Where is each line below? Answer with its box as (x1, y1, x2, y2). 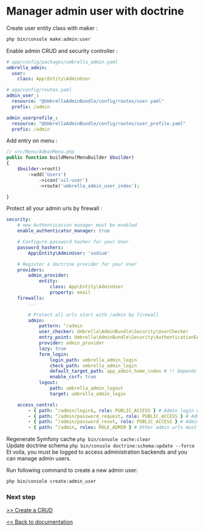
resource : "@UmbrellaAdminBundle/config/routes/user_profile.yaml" (12, 120, 186, 127)
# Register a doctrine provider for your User (17, 261, 137, 267)
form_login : (38, 351, 69, 357)
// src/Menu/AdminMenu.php (6, 149, 75, 155)
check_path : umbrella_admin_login (49, 363, 137, 369)
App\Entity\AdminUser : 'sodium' (28, 250, 110, 256)
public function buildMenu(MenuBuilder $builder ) (6, 154, 135, 161)
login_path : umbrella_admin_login (49, 357, 137, 363)
